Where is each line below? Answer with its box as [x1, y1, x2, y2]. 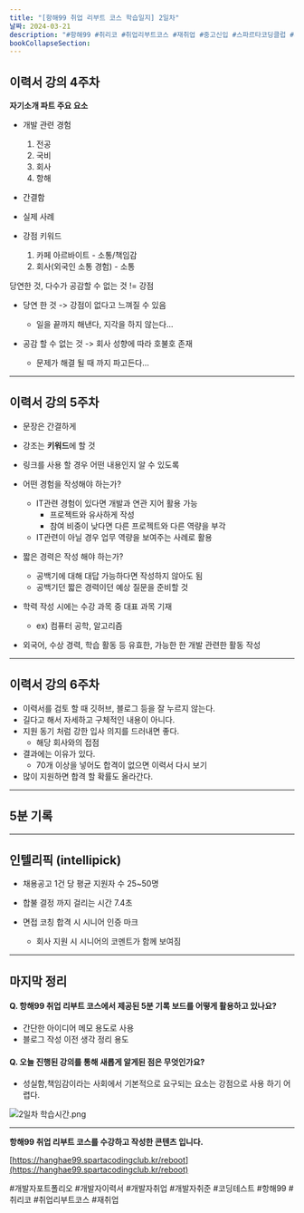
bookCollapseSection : [9, 38, 91, 48]
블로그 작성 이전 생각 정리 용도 [22, 1033, 129, 1044]
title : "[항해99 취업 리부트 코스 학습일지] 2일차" [9, 13, 180, 23]
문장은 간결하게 [22, 421, 77, 432]
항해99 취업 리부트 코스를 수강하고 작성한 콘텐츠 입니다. [9, 1137, 204, 1148]
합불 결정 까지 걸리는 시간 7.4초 [22, 898, 133, 908]
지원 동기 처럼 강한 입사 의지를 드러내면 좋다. [22, 725, 180, 736]
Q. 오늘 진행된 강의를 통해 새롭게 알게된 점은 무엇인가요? [9, 1056, 205, 1067]
